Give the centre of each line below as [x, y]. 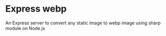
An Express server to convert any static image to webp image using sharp [83, 23]
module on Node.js [25, 28]
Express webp [36, 9]
